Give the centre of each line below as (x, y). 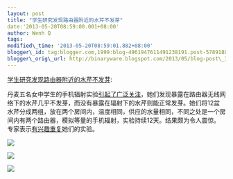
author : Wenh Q (29, 33)
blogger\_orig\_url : (37, 59)
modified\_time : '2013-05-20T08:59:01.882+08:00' (80, 46)
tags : (15, 40)
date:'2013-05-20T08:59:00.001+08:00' (63, 26)
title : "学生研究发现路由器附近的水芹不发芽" (65, 20)
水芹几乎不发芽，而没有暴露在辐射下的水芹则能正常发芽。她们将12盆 (123, 103)
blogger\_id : (26, 53)
